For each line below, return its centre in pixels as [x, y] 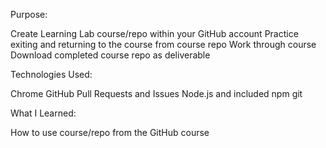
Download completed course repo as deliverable [110, 55]
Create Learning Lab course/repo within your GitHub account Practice [154, 33]
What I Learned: [43, 113]
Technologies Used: [51, 74]
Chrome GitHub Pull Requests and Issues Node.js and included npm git [156, 93]
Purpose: [29, 14]
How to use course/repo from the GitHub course [110, 132]
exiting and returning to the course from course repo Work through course [163, 44]
